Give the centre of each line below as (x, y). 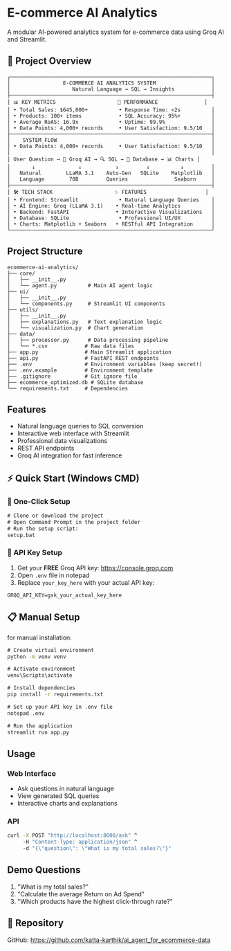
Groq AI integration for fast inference (70, 455)
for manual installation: (40, 637)
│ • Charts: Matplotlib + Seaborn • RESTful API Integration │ (111, 224)
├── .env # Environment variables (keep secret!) (105, 364)
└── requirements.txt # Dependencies (68, 388)
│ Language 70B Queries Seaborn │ (111, 179)
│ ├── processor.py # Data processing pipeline (88, 340)
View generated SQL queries (58, 796)
